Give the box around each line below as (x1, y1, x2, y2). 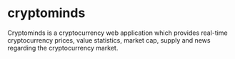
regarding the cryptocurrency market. (7, 43, 119, 52)
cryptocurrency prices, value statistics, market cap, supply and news (7, 36, 211, 44)
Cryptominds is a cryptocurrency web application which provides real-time (7, 28, 228, 37)
